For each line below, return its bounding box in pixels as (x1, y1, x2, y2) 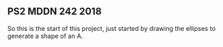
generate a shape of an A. (7, 32, 84, 40)
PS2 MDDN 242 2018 (7, 6, 102, 18)
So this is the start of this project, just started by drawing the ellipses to (7, 24, 216, 32)
